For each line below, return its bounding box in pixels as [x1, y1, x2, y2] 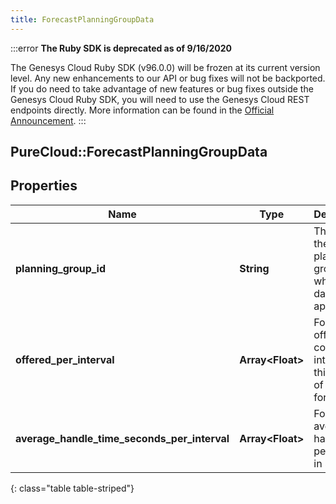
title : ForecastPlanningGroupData [10, 14, 155, 25]
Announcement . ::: [10, 114, 87, 126]
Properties [10, 177, 78, 195]
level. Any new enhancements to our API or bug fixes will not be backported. [10, 72, 326, 84]
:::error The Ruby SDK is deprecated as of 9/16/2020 [10, 42, 232, 54]
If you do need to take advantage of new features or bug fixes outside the [10, 82, 314, 95]
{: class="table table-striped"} [10, 482, 135, 494]
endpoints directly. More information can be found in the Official [10, 104, 275, 116]
